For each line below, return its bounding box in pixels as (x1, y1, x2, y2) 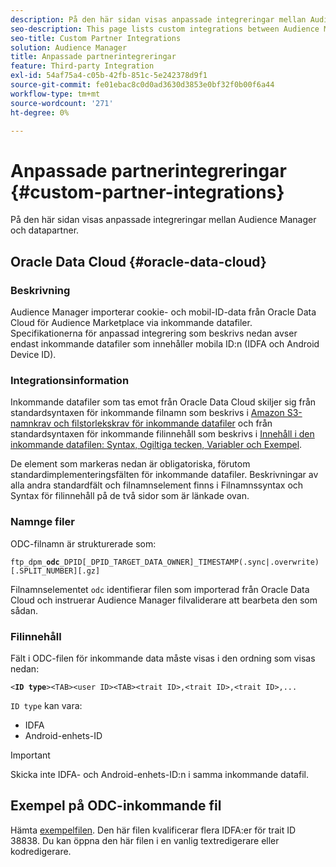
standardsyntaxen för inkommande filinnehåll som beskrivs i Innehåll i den (10, 428, 315, 440)
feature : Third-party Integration (10, 61, 155, 71)
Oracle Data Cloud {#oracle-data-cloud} (10, 253, 267, 270)
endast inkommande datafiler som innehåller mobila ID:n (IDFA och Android (10, 338, 320, 350)
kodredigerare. (10, 845, 72, 857)
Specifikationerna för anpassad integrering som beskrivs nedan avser (10, 327, 298, 339)
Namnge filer (10, 515, 75, 529)
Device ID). (10, 349, 57, 360)
